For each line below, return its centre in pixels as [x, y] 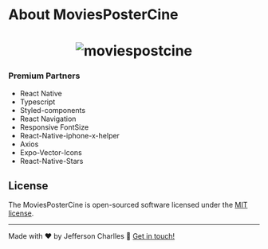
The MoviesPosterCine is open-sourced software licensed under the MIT [128, 205]
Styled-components [53, 110]
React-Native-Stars [51, 161]
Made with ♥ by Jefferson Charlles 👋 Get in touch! [92, 236]
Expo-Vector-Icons [51, 152]
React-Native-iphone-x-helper [69, 135]
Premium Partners [44, 76]
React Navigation [48, 119]
